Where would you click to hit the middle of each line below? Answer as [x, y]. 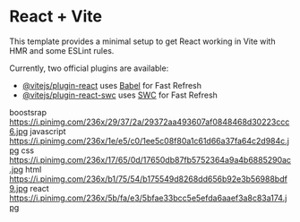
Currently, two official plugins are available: [89, 68]
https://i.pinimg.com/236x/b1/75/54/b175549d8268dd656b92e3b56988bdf [149, 179]
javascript [48, 131]
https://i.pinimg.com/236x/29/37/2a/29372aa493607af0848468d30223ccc [150, 122]
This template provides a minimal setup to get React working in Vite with [142, 41]
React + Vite [56, 17]
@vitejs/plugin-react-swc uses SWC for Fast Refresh [120, 95]
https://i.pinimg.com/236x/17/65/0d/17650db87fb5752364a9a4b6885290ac [150, 159]
